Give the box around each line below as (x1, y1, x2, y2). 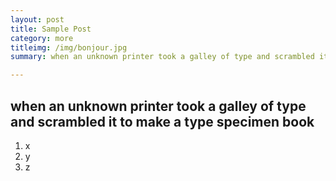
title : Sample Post (10, 24, 92, 34)
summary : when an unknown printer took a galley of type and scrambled (10, 52, 315, 62)
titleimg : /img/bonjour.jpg (10, 42, 128, 53)
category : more (10, 33, 74, 43)
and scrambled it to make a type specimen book (10, 113, 315, 130)
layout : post (10, 14, 65, 25)
